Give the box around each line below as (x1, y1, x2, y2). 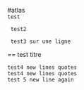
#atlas (7, 6, 25, 14)
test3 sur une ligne (10, 38, 71, 45)
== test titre (7, 51, 42, 58)
